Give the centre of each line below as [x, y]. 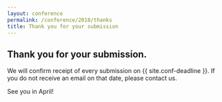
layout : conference [35, 13]
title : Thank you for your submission [63, 26]
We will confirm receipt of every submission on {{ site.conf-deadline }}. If [111, 71]
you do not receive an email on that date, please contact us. [92, 78]
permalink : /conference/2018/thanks [60, 20]
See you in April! [30, 92]
